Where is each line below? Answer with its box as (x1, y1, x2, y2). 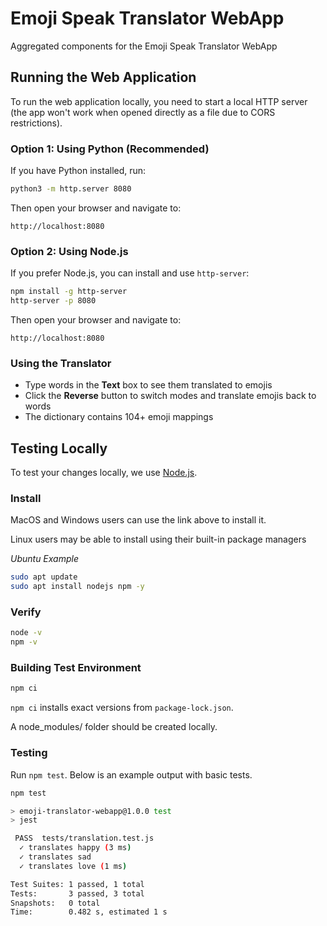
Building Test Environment (10, 661, 142, 675)
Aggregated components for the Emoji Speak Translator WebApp (10, 40, 278, 52)
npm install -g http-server (10, 287, 128, 297)
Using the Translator (10, 356, 112, 370)
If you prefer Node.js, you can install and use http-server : (10, 267, 250, 279)
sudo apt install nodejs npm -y (10, 582, 145, 592)
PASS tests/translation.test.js (14, 833, 155, 844)
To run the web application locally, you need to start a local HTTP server (10, 95, 308, 107)
